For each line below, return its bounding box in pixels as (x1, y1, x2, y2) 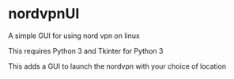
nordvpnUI (8, 5, 80, 23)
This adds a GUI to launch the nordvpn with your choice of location (8, 61, 227, 71)
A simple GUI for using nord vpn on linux (8, 31, 140, 40)
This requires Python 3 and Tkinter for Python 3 (8, 46, 164, 55)
